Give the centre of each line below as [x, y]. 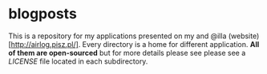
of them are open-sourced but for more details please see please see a [127, 53]
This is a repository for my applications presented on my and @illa [117, 36]
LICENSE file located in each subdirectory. [78, 61]
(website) [244, 36]
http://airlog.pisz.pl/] [44, 44]
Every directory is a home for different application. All [171, 44]
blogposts [43, 14]
